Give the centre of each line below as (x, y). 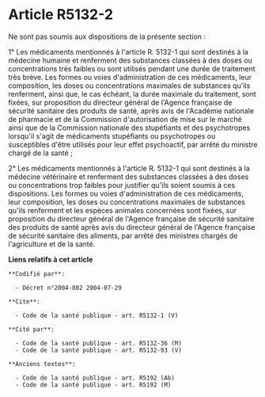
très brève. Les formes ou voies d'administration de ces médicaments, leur (130, 77)
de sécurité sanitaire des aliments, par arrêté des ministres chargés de (123, 235)
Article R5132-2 (61, 15)
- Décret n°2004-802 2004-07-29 (69, 288)
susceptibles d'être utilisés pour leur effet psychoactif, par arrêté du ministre (133, 144)
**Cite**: (25, 302)
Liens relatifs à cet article (51, 259)
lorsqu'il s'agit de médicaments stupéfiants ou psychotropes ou (112, 136)
